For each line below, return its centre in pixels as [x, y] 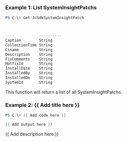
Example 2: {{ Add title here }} [43, 105]
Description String [29, 54]
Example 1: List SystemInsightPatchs [51, 8]
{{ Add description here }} [32, 134]
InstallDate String [29, 68]
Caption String [29, 41]
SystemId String [29, 82]
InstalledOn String [29, 78]
